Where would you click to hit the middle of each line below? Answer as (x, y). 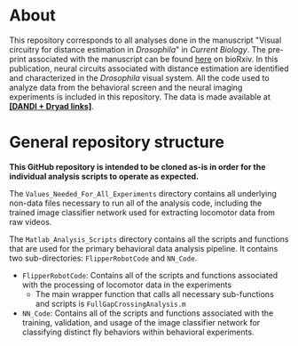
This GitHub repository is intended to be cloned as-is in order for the (137, 166)
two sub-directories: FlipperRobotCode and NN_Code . (103, 258)
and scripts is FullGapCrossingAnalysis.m (110, 303)
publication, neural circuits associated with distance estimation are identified (149, 68)
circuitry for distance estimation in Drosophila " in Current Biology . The (137, 49)
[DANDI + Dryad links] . (52, 106)
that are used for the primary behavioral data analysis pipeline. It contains (144, 248)
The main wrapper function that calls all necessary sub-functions (155, 294)
